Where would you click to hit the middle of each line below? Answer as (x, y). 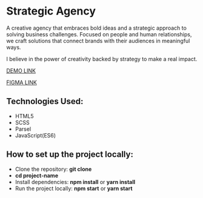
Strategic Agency (51, 11)
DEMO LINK (21, 70)
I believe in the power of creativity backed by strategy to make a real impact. (102, 59)
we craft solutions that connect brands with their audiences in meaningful (98, 41)
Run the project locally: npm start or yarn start (74, 188)
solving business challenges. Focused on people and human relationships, (99, 34)
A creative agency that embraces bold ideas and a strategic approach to (96, 28)
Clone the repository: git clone (53, 169)
